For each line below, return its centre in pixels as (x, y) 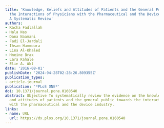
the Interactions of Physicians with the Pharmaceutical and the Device (85, 14)
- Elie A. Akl (20, 64)
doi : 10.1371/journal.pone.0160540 (41, 91)
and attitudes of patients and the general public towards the (75, 100)
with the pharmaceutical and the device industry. (62, 105)
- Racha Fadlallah (24, 28)
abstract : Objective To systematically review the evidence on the (75, 95)
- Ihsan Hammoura (23, 46)
